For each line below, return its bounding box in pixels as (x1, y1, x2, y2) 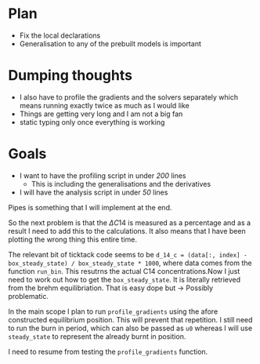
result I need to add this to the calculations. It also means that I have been (8, 226, 246, 235)
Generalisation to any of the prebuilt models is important (19, 38, 201, 48)
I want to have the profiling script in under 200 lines (19, 170, 186, 180)
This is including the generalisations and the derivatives (31, 179, 211, 188)
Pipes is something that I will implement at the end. (8, 202, 172, 212)
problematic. (8, 291, 49, 300)
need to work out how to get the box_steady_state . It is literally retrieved (8, 275, 241, 284)
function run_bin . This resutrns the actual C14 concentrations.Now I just (8, 266, 240, 275)
